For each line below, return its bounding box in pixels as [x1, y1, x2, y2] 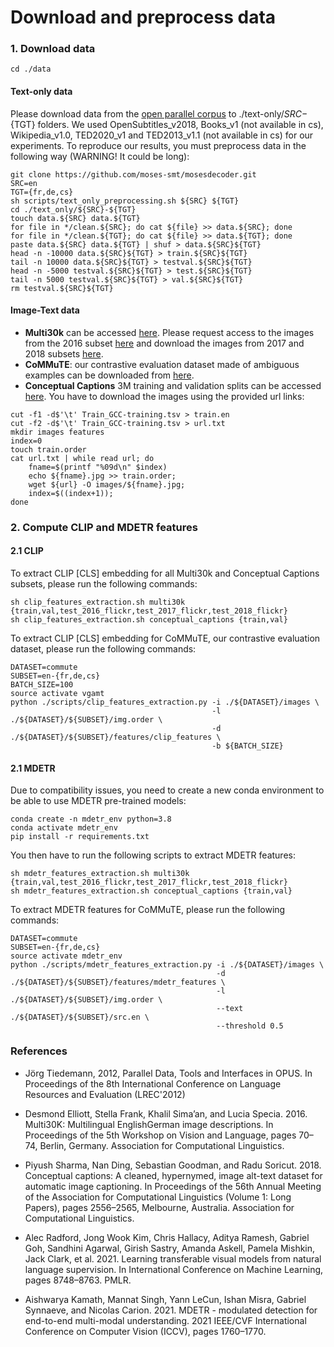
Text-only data [10, 86, 73, 98]
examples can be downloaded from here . [24, 369, 195, 381]
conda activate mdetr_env [10, 823, 118, 833]
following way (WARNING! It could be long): [10, 150, 190, 162]
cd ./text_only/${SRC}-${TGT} [10, 204, 137, 215]
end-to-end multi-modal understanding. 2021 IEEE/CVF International [24, 1314, 307, 1326]
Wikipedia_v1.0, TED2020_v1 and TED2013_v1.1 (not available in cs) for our [10, 129, 314, 141]
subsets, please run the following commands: [10, 578, 198, 590]
